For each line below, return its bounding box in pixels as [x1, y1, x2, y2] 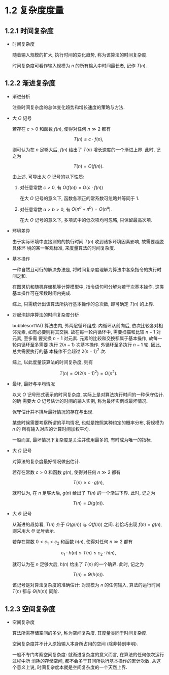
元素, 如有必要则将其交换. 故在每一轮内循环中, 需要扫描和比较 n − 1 [16, 329, 155, 335]
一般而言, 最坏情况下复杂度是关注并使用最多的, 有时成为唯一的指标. [12, 436, 152, 443]
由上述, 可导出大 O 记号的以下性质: [12, 174, 85, 180]
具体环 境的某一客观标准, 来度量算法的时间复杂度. [12, 245, 115, 251]
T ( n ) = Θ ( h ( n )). [73, 571, 105, 578]
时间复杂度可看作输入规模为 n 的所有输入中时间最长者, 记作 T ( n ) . [12, 63, 147, 69]
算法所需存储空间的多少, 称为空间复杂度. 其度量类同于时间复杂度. [12, 630, 148, 636]
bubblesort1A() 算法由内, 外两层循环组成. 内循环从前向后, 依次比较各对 [12, 323, 159, 329]
